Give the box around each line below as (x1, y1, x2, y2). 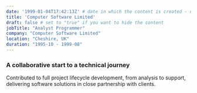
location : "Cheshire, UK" (6, 36, 69, 42)
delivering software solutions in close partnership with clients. (6, 81, 156, 88)
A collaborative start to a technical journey (6, 61, 130, 69)
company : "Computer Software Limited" (6, 31, 101, 36)
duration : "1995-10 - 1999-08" (6, 42, 83, 48)
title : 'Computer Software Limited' (6, 14, 96, 20)
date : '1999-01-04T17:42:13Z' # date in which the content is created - (6, 8, 188, 15)
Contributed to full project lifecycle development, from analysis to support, (6, 74, 186, 81)
